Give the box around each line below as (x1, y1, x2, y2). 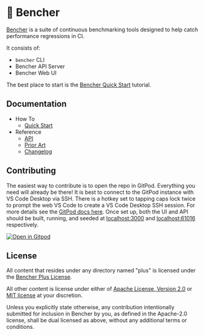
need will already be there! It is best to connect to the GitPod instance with (6, 188, 194, 196)
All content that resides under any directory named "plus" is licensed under (6, 267, 196, 274)
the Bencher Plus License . (6, 273, 72, 281)
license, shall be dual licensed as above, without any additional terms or (6, 317, 188, 324)
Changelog (24, 147, 53, 155)
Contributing (6, 166, 56, 176)
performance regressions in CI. (6, 32, 85, 39)
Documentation (6, 99, 67, 109)
